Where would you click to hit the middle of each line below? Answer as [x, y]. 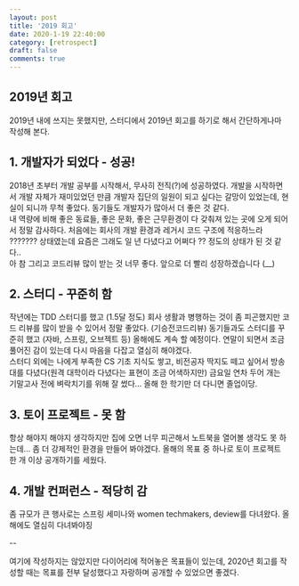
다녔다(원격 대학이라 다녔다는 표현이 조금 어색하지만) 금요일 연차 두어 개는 [153, 373]
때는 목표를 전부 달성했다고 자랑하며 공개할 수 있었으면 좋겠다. [132, 573]
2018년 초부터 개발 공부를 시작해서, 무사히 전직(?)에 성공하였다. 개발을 [131, 185]
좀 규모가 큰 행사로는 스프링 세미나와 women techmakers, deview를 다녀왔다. [145, 514]
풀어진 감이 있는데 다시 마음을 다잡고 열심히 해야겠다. [101, 350]
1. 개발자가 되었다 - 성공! [73, 163]
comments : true [37, 59]
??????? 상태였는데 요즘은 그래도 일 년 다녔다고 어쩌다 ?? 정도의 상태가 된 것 [141, 240]
